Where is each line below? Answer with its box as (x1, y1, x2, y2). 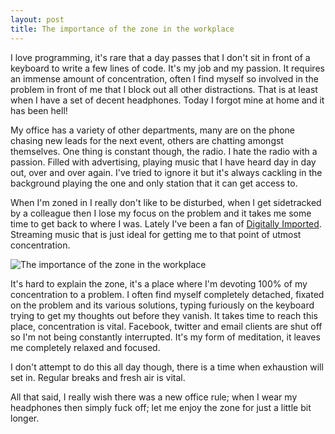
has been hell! (10, 104, 68, 116)
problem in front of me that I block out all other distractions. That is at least (10, 83, 318, 95)
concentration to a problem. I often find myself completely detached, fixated (10, 288, 325, 300)
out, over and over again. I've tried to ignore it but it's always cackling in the (10, 166, 323, 178)
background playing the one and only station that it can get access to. (10, 177, 298, 189)
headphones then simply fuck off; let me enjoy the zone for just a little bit (10, 401, 312, 413)
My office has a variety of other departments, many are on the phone (10, 124, 296, 136)
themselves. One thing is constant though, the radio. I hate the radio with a (10, 145, 318, 157)
